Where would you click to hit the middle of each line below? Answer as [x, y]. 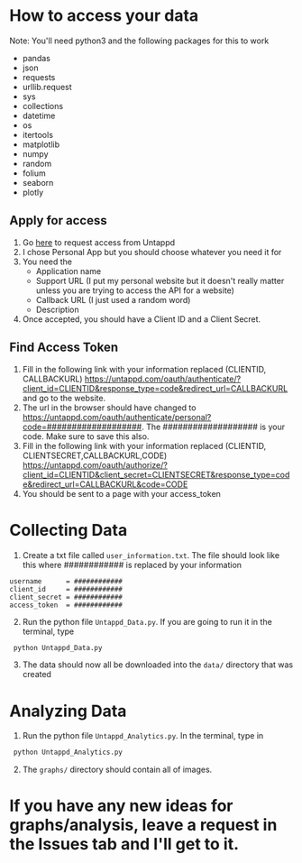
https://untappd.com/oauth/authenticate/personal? [117, 417]
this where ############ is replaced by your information [132, 565]
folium [34, 173]
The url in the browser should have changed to [109, 408]
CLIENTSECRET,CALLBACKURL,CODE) [95, 455]
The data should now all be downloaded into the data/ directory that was [158, 665]
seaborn [38, 182]
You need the [47, 262]
